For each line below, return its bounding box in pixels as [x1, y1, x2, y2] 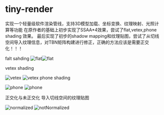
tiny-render [5, 3, 54, 15]
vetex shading [5, 65, 34, 71]
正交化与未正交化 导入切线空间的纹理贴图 [5, 95, 89, 101]
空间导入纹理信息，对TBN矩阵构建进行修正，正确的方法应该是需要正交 [5, 39, 149, 45]
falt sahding [5, 55, 30, 61]
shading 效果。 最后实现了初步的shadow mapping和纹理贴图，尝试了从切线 [5, 33, 160, 39]
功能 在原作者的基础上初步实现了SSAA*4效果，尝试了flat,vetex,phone [13, 26, 157, 33]
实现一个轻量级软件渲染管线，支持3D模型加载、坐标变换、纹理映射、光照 [5, 20, 155, 26]
